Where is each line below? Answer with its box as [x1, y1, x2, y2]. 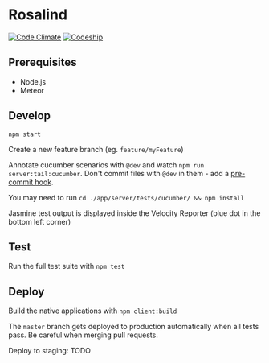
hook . [35, 177, 54, 187]
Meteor [19, 85, 44, 95]
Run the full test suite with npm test [8, 262, 125, 271]
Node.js [19, 76, 47, 86]
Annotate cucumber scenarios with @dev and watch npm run [8, 159, 205, 170]
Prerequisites [8, 56, 77, 69]
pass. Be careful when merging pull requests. [8, 330, 158, 340]
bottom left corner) [8, 217, 71, 226]
